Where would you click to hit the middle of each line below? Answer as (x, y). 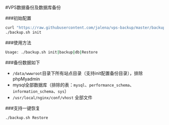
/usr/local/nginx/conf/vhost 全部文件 (53, 97)
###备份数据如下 (23, 62)
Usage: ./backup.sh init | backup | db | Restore (52, 52)
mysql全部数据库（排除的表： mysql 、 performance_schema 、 (73, 85)
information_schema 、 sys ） (41, 91)
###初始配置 (18, 18)
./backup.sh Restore (27, 117)
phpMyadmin (26, 79)
